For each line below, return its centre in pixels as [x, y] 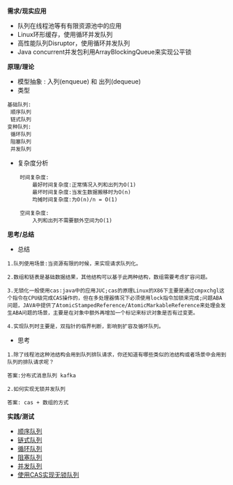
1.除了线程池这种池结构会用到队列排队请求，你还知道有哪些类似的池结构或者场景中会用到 [117, 355]
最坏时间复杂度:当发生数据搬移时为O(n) [82, 192]
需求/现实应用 [27, 11]
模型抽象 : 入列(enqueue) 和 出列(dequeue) [79, 82]
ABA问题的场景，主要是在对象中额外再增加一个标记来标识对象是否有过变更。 [105, 313]
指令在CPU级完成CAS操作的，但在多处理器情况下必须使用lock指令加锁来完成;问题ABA [117, 298]
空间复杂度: [35, 213]
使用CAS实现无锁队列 [48, 475]
